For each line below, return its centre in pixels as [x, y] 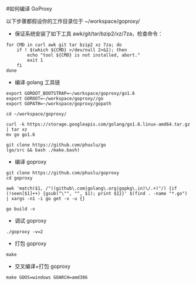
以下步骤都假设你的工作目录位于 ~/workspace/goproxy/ [73, 21]
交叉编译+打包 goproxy [43, 266]
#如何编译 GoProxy [29, 9]
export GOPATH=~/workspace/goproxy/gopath [59, 104]
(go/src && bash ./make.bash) [43, 150]
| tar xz [17, 130]
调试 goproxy [31, 221]
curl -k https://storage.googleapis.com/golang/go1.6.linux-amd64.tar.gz [98, 124]
